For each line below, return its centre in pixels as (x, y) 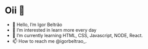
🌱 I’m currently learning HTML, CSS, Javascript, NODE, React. (77, 35)
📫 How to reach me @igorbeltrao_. (49, 41)
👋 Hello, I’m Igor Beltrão (37, 24)
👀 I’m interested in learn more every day (54, 30)
